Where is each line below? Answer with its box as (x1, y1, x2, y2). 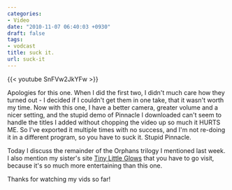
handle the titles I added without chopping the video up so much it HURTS (7, 118, 221, 126)
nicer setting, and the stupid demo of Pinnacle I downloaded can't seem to (7, 110, 222, 119)
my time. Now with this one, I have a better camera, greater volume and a (7, 103, 219, 112)
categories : (7, 10, 42, 17)
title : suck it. (7, 50, 55, 57)
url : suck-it (7, 56, 45, 63)
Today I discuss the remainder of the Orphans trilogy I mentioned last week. (7, 146, 226, 154)
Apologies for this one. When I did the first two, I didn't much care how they (7, 88, 225, 96)
